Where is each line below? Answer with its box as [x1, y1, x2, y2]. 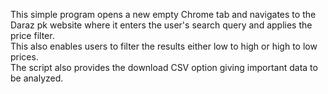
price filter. [10, 30, 55, 41]
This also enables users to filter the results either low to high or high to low [10, 40, 318, 52]
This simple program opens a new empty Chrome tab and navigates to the [10, 9, 317, 20]
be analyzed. [10, 72, 64, 84]
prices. [10, 51, 39, 63]
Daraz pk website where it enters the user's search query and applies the [10, 19, 313, 31]
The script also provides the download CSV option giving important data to [10, 62, 318, 73]
